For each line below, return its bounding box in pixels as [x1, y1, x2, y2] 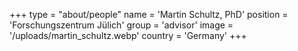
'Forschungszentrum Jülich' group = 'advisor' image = [9, 19, 234, 31]
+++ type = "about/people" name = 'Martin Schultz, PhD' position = [9, 9, 289, 20]
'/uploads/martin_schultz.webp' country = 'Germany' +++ [9, 30, 247, 41]
